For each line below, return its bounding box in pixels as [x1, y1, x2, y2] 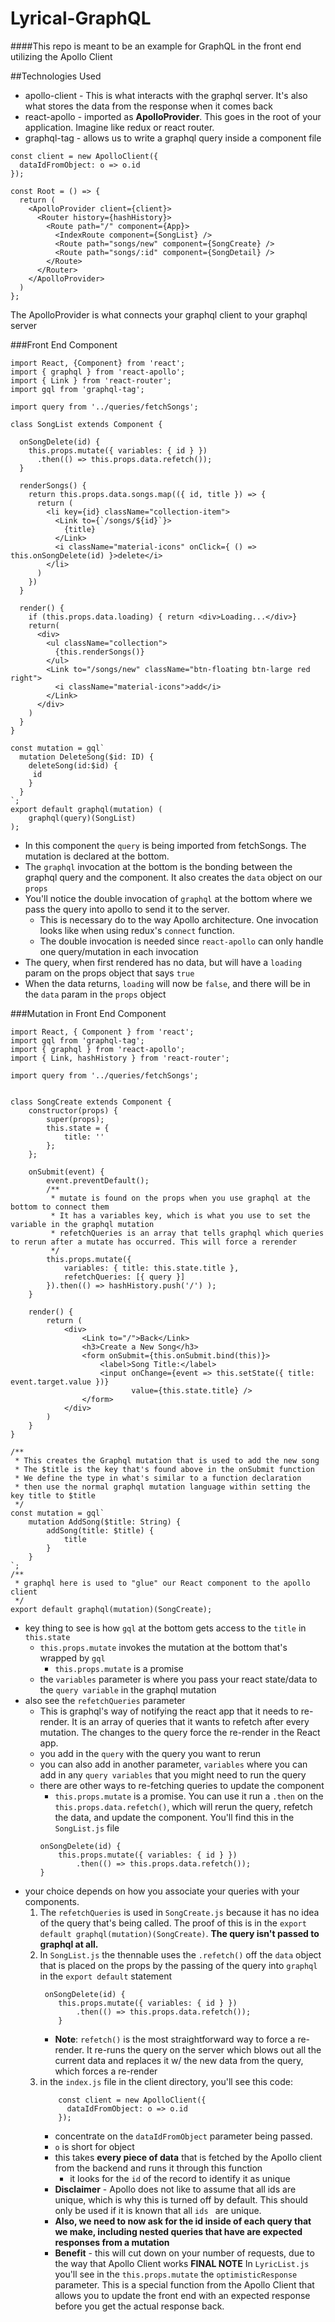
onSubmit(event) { [28, 1167, 105, 1177]
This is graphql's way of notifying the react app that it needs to [39, 1705, 299, 1717]
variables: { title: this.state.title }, [63, 1263, 240, 1273]
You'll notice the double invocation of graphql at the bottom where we [24, 892, 313, 904]
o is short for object [54, 2140, 135, 2152]
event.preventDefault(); [46, 1175, 150, 1186]
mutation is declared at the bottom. [24, 850, 170, 862]
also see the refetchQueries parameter [24, 1694, 186, 1706]
